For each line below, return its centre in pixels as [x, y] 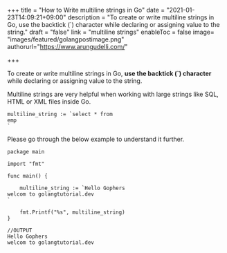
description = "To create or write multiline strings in [141, 17]
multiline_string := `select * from [60, 114]
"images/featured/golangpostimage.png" [66, 39]
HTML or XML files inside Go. [49, 102]
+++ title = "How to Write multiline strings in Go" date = [86, 10]
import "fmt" [26, 164]
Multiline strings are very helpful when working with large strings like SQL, [113, 94]
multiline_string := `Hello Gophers [73, 188]
